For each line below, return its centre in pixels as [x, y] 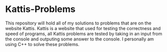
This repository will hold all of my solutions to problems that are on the [78, 23]
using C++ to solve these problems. [42, 44]
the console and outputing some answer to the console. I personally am [79, 39]
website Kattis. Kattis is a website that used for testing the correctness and [83, 28]
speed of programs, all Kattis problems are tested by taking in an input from [84, 33]
